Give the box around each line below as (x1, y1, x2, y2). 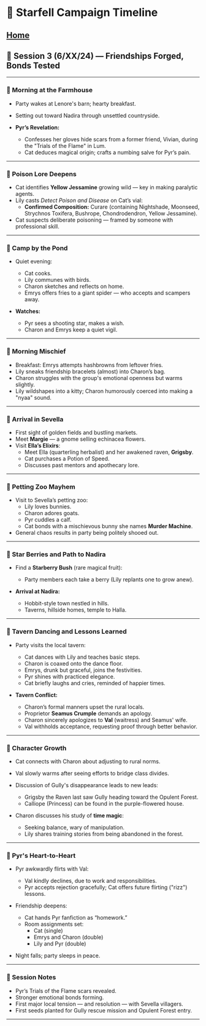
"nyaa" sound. (15, 394, 52, 401)
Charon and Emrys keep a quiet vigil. (24, 326, 118, 333)
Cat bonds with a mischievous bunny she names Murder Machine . (24, 523, 193, 530)
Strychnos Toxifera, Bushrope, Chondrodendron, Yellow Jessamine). (24, 209, 198, 217)
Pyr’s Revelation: (15, 123, 60, 131)
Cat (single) (33, 927, 63, 935)
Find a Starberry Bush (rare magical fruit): (15, 564, 123, 572)
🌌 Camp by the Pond (6, 244, 68, 252)
